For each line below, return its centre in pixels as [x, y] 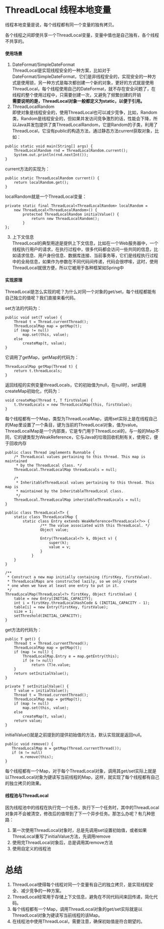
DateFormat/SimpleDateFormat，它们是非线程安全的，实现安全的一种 [82, 77]
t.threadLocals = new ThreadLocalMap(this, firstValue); [73, 405]
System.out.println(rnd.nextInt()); [51, 155]
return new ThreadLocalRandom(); [65, 219]
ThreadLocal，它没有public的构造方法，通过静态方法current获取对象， [83, 131]
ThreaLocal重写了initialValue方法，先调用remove [61, 836]
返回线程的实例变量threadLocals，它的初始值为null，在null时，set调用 [76, 385]
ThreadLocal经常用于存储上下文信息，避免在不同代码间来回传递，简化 [83, 897]
